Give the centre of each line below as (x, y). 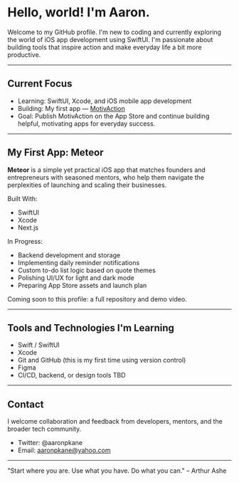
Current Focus (40, 84)
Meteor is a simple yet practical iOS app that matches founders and (107, 170)
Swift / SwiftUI (39, 345)
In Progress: (25, 241)
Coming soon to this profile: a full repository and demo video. (97, 299)
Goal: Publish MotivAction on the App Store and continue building (113, 116)
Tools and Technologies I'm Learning (91, 328)
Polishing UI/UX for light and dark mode (76, 277)
